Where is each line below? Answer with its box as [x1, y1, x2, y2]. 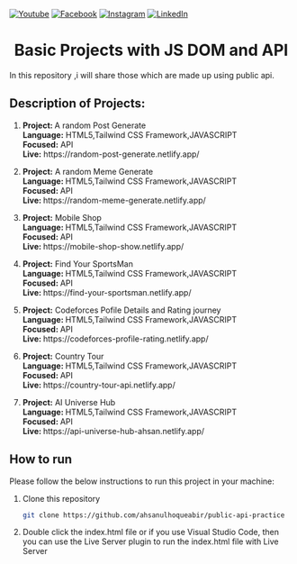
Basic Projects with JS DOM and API [13, 41, 289, 60]
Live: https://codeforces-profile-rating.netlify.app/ [22, 333, 209, 344]
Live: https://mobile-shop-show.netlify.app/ [22, 241, 184, 251]
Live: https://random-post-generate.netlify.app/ [22, 149, 200, 159]
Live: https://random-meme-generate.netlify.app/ [22, 195, 207, 205]
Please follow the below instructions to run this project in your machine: [9, 476, 274, 487]
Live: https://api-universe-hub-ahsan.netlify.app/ [22, 425, 205, 436]
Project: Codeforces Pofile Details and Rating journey [22, 305, 221, 315]
